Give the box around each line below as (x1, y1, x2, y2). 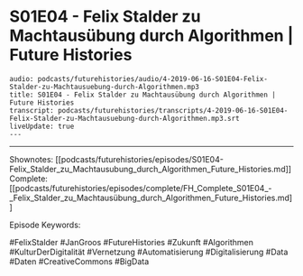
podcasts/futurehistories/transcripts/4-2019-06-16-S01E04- (57, 106, 289, 115)
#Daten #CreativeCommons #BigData (9, 255, 150, 267)
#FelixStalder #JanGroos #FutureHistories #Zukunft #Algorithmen (9, 236, 254, 247)
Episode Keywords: (9, 219, 81, 230)
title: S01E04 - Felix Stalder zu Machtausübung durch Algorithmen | (9, 90, 277, 99)
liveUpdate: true (9, 122, 75, 131)
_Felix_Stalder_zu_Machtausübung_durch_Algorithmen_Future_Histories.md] (9, 192, 293, 203)
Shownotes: (9, 153, 54, 164)
